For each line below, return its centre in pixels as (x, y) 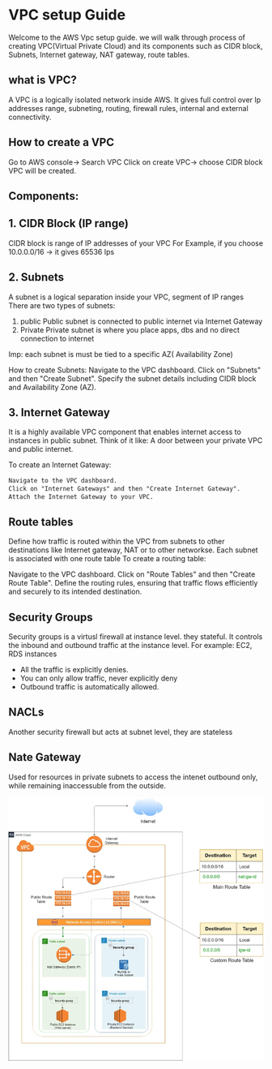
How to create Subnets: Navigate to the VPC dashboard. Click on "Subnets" (135, 370)
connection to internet (57, 338)
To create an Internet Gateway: (60, 465)
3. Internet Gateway (59, 412)
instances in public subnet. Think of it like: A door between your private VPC (136, 440)
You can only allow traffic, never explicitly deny (99, 678)
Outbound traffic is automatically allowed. (89, 687)
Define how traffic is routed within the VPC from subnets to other (117, 542)
